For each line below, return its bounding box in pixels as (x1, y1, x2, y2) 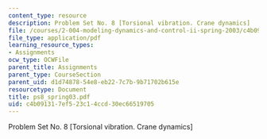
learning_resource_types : (8, 41, 94, 49)
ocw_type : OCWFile (8, 56, 69, 64)
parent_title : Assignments (8, 64, 98, 71)
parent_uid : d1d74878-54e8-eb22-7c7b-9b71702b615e (8, 78, 180, 86)
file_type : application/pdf (8, 33, 102, 42)
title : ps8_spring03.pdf (8, 93, 91, 101)
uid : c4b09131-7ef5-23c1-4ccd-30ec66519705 (8, 100, 155, 108)
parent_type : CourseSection (8, 71, 102, 79)
